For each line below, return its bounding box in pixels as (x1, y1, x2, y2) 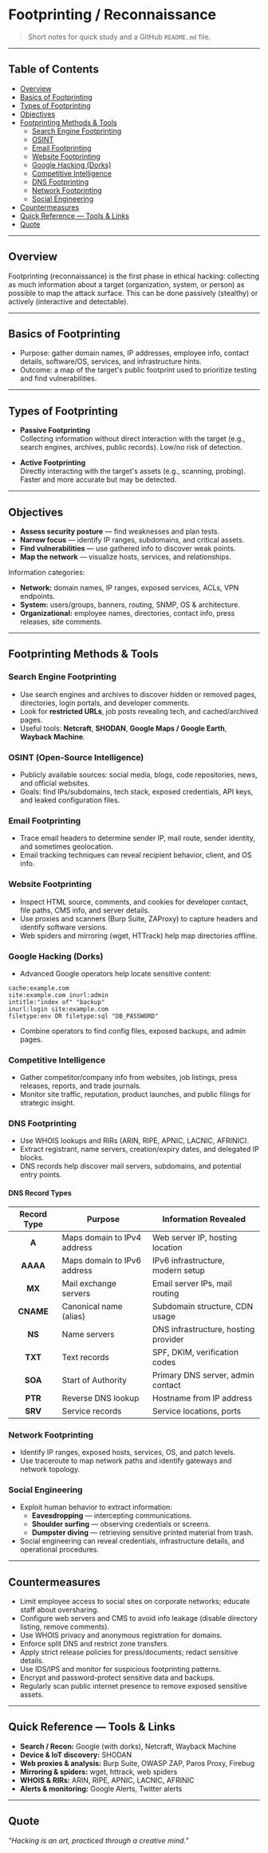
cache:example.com (8, 984, 69, 992)
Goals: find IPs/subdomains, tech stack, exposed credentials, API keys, (19, 787, 254, 796)
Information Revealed (162, 1213, 246, 1224)
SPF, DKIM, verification (152, 1346, 239, 1358)
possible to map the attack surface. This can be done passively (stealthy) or (8, 288, 258, 298)
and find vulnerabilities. (19, 373, 97, 384)
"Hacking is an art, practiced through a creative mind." (8, 1835, 189, 1845)
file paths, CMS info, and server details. (19, 905, 150, 915)
